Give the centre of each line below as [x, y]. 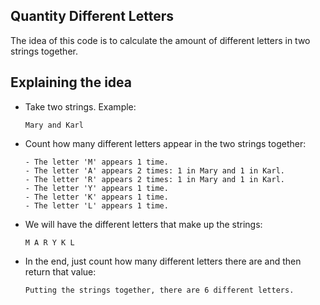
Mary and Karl [54, 125]
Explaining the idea [71, 82]
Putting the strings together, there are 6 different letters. [159, 290]
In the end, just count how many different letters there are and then [163, 261]
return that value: [60, 271]
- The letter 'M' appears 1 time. [96, 162]
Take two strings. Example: [80, 106]
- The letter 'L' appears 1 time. [96, 205]
